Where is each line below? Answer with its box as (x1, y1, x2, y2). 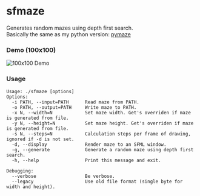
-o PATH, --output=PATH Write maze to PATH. (12, 104, 137, 110)
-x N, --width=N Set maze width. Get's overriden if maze (12, 109, 191, 116)
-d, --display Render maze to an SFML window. (12, 141, 167, 148)
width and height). (6, 183, 56, 190)
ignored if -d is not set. (6, 136, 75, 142)
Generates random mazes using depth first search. (6, 24, 133, 31)
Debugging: (6, 168, 34, 174)
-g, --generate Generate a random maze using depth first (12, 146, 194, 152)
